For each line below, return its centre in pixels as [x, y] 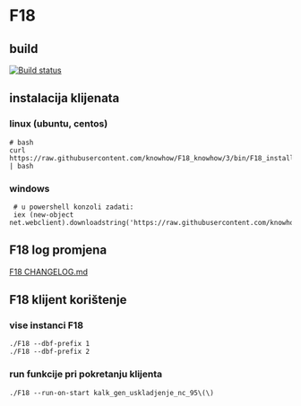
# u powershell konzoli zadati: [73, 207]
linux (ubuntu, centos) [59, 124]
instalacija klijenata [64, 98]
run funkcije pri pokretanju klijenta [86, 375]
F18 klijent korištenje [68, 300]
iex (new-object [43, 215]
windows [30, 188]
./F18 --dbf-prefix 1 [50, 344]
